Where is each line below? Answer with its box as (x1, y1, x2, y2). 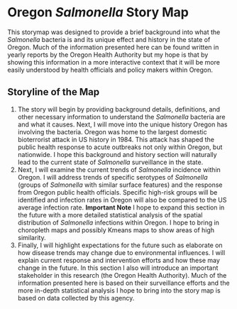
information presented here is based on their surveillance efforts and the (17, 278, 230, 287)
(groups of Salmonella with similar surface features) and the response (17, 180, 223, 189)
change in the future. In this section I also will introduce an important (17, 264, 219, 272)
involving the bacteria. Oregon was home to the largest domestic (17, 127, 207, 136)
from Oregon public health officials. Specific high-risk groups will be (17, 188, 218, 196)
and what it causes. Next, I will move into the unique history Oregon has (17, 120, 228, 129)
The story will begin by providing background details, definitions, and (17, 104, 221, 114)
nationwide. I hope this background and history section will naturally (17, 150, 218, 158)
